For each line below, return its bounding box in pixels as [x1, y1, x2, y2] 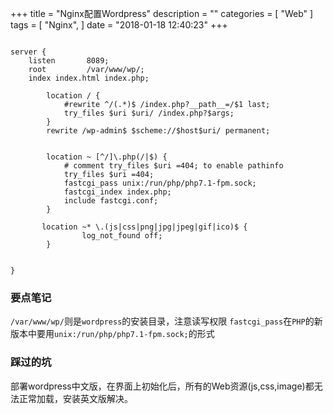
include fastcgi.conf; [63, 196, 159, 206]
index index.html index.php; [28, 73, 150, 83]
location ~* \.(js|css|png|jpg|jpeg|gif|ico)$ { [41, 222, 248, 232]
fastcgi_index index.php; [63, 187, 172, 197]
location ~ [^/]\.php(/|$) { [46, 152, 168, 162]
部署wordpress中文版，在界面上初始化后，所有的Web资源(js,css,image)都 [10, 380, 315, 392]
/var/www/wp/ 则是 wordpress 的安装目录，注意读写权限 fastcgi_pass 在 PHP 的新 [10, 315, 323, 327]
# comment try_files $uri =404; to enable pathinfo [63, 161, 284, 171]
